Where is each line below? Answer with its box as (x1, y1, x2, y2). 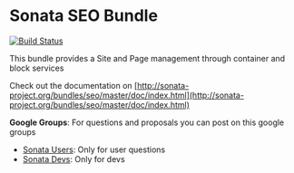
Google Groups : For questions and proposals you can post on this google (9, 117, 285, 128)
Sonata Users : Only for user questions (22, 144, 166, 155)
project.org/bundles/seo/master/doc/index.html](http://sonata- (9, 90, 245, 101)
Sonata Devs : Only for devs (22, 153, 125, 164)
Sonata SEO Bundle (9, 5, 159, 26)
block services (9, 62, 64, 73)
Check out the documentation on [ (9, 80, 138, 91)
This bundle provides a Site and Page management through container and (9, 53, 286, 63)
